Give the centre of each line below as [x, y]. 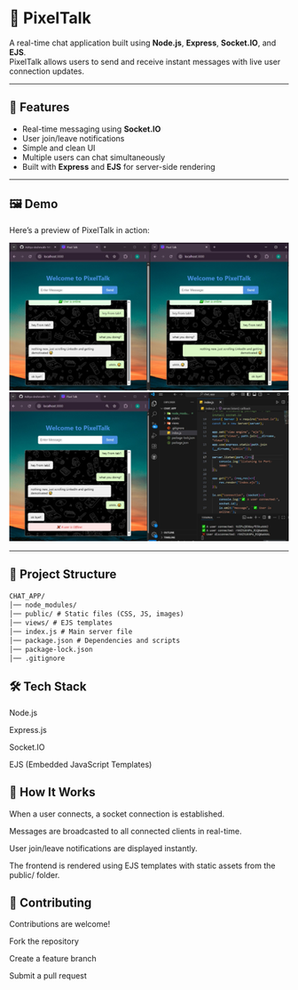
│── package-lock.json [51, 649]
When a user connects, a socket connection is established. [117, 814]
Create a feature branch [53, 959]
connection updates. [47, 71]
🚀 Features [39, 107]
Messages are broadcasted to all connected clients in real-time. [125, 831]
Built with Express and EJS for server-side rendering [118, 166]
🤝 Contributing [51, 902]
